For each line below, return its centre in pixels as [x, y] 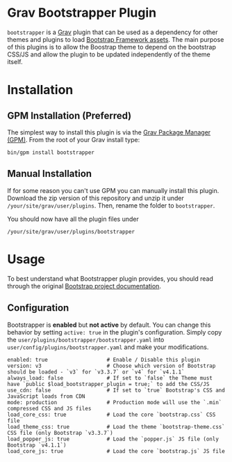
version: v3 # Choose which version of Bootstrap [111, 366]
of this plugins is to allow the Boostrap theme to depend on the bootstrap [112, 47]
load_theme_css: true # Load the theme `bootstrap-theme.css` [116, 426]
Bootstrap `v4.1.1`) [37, 445]
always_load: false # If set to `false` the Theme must [110, 378]
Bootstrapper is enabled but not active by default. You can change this [109, 325]
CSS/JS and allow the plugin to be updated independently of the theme [109, 54]
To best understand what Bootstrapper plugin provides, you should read [110, 278]
